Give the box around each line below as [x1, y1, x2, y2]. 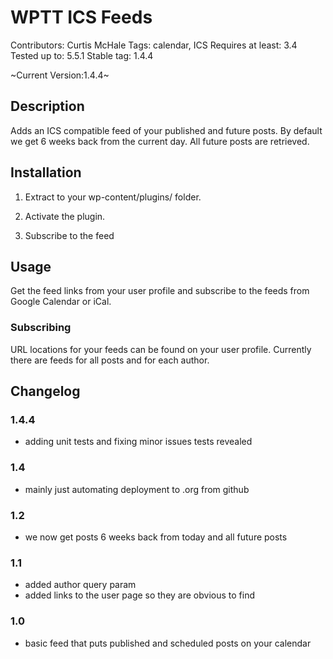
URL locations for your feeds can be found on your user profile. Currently [10, 343, 312, 355]
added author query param [24, 579, 137, 591]
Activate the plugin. [24, 210, 106, 222]
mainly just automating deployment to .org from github [24, 483, 250, 495]
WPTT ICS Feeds [10, 6, 153, 29]
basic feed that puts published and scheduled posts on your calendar [24, 637, 312, 649]
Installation [10, 164, 82, 181]
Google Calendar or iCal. [10, 296, 112, 308]
